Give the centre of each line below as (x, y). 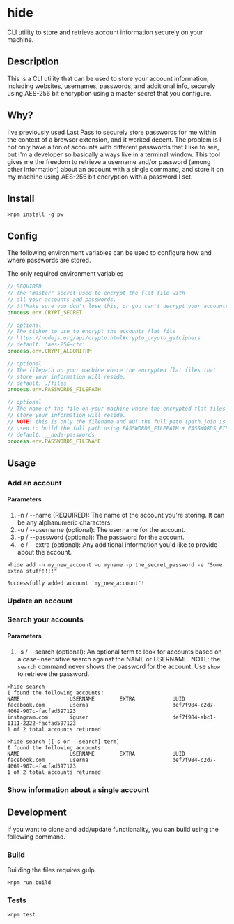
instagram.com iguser (48, 717)
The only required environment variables (65, 274)
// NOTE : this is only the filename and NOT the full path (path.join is (117, 421)
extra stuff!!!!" (32, 571)
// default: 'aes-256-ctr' (46, 345)
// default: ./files (37, 383)
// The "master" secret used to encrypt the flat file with (96, 293)
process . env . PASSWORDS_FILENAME (54, 441)
